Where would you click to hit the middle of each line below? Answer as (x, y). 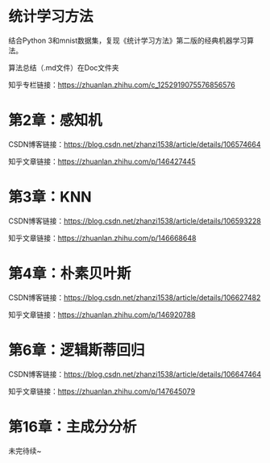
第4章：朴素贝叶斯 (70, 273)
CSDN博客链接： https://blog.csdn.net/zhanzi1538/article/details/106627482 (135, 297)
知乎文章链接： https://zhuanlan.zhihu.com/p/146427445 (102, 161)
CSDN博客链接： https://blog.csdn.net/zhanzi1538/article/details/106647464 (135, 374)
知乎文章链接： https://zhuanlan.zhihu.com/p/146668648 (102, 238)
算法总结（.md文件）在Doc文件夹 (64, 67)
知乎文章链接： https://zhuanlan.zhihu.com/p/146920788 (102, 315)
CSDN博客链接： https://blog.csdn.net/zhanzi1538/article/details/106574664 (135, 144)
